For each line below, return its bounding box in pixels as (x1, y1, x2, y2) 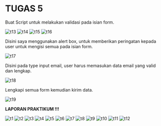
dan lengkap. (5, 67, 32, 74)
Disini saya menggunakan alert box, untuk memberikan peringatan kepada (5, 38, 157, 44)
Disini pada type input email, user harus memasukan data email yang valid (5, 63, 156, 68)
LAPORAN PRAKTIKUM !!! (5, 106, 59, 112)
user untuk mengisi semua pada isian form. (5, 43, 93, 49)
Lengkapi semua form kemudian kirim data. (5, 87, 93, 93)
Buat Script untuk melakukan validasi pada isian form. (5, 19, 115, 25)
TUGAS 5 (5, 3, 43, 14)
